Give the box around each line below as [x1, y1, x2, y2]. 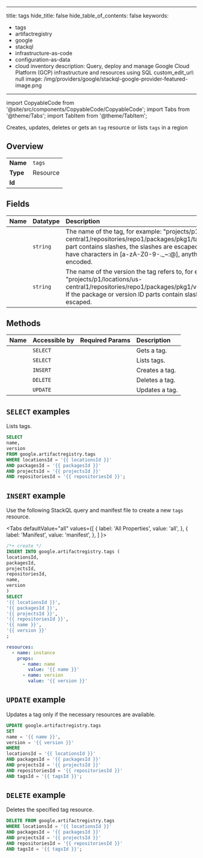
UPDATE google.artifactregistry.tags [6, 722, 101, 728]
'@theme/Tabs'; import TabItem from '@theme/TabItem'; [6, 112, 147, 119]
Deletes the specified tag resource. [6, 806, 94, 813]
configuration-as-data [14, 56, 71, 63]
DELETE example [6, 790, 66, 800]
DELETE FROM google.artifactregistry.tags [6, 818, 115, 824]
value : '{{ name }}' [28, 666, 80, 673]
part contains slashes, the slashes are [65, 242, 173, 250]
